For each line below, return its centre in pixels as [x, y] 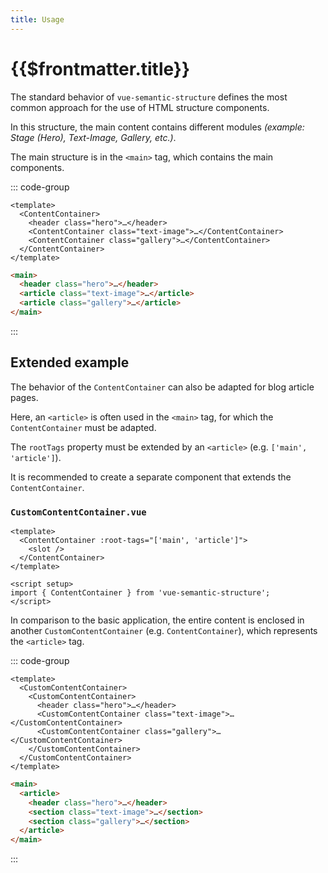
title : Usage [37, 19]
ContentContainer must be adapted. [83, 427]
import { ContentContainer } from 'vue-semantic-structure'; [140, 593]
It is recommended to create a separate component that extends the [151, 477]
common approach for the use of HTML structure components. [140, 107]
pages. [24, 397]
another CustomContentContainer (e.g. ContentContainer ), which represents [164, 631]
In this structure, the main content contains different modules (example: [157, 127]
